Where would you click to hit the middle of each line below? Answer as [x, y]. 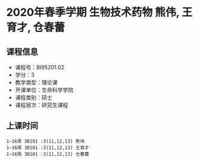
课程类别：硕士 [33, 97]
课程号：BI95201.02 [39, 67]
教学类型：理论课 [36, 82]
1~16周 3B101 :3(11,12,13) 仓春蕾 [48, 154]
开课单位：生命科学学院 [44, 90]
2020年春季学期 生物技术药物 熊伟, [93, 12]
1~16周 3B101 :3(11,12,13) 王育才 [48, 148]
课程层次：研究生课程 [41, 105]
